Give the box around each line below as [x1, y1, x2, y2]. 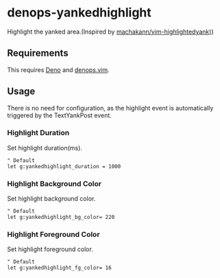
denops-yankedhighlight [7, 5, 152, 21]
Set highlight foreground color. [7, 245, 94, 253]
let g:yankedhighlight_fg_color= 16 [7, 264, 112, 272]
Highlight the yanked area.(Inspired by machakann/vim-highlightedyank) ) [7, 27, 214, 36]
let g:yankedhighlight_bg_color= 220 [7, 214, 115, 221]
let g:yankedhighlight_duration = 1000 [7, 163, 121, 170]
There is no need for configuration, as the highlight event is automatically [7, 104, 214, 112]
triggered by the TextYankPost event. [7, 111, 112, 119]
